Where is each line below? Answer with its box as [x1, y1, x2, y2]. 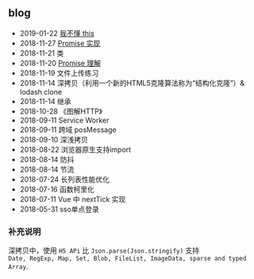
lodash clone [19, 87, 62, 96]
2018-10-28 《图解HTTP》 [19, 107, 103, 116]
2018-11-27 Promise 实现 [19, 38, 101, 48]
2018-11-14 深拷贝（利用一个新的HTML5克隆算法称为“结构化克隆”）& [19, 78, 245, 87]
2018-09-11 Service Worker [19, 115, 110, 125]
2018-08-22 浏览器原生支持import [19, 145, 132, 154]
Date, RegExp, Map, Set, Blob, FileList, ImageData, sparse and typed [8, 254, 247, 263]
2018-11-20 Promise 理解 [19, 58, 102, 68]
